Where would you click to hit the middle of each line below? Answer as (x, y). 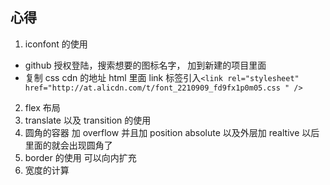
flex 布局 (42, 107)
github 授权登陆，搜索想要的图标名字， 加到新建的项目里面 (145, 65)
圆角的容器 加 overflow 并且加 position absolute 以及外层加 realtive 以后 (172, 132)
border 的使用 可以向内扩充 (80, 157)
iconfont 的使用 (56, 44)
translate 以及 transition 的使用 (88, 120)
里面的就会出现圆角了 (68, 145)
